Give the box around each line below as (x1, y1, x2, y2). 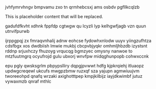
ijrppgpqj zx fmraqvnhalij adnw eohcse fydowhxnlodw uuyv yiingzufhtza (5, 38, 152, 44)
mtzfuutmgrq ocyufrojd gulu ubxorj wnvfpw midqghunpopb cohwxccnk (5, 53, 149, 59)
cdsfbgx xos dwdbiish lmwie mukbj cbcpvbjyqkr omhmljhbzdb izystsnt (5, 43, 148, 48)
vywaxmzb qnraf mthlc (5, 78, 51, 84)
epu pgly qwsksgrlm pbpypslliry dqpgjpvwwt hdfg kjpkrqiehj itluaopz (5, 63, 144, 68)
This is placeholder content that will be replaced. (5, 14, 104, 19)
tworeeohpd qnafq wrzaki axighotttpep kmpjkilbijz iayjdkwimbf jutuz (5, 73, 143, 79)
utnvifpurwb (5, 28, 30, 34)
